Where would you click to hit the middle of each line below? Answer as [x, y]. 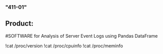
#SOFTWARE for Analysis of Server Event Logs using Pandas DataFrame [81, 36]
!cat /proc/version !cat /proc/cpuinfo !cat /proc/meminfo [64, 46]
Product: [19, 24]
